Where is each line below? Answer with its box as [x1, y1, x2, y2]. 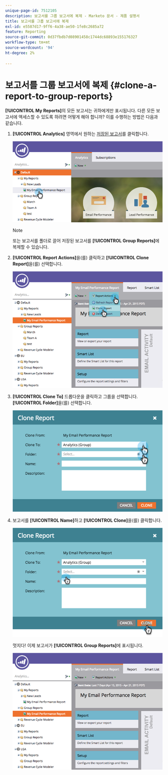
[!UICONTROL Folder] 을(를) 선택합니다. [12, 399, 92, 406]
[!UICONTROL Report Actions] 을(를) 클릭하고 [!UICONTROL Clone [12, 254, 149, 260]
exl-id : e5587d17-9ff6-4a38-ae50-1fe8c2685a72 [5, 24, 104, 29]
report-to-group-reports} [5, 90, 113, 102]
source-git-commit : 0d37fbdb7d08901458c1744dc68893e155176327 [5, 35, 137, 40]
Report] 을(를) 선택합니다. [12, 261, 63, 267]
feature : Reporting [5, 29, 46, 35]
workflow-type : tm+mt [5, 40, 50, 45]
